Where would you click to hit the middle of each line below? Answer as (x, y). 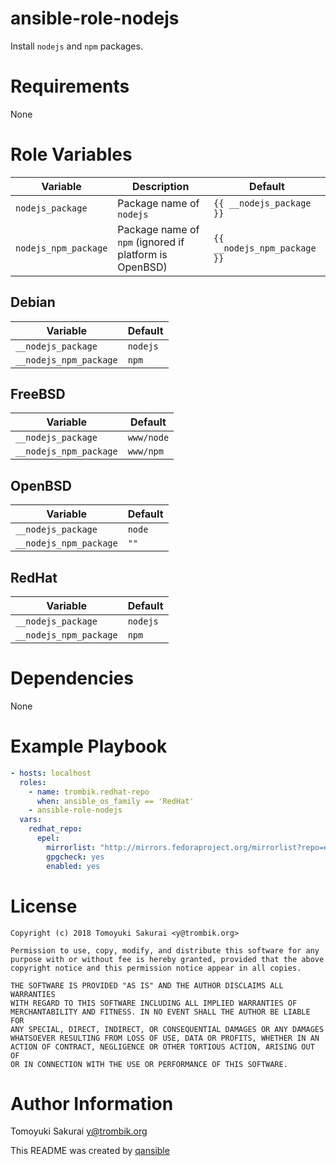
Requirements (70, 86)
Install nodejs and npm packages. (76, 46)
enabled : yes (73, 866)
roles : (33, 782)
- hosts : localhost (51, 773)
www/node (148, 438)
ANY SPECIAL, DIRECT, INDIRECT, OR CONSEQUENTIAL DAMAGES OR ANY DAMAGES (167, 1029)
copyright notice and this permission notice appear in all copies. (156, 968)
